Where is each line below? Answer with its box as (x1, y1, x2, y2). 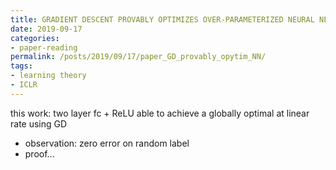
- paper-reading (10, 42, 78, 53)
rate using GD (10, 117, 68, 130)
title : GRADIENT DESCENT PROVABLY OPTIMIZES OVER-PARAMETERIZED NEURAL (10, 14, 315, 25)
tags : (10, 61, 33, 71)
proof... (24, 147, 55, 160)
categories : (10, 33, 60, 43)
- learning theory (10, 71, 87, 81)
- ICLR (10, 80, 38, 90)
